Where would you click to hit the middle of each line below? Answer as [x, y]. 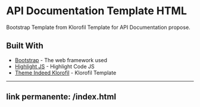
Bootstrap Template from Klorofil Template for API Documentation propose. [98, 27]
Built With [25, 46]
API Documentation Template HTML [97, 11]
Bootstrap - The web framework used [61, 60]
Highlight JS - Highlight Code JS [54, 66]
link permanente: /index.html [61, 97]
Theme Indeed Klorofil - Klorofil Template [65, 73]
